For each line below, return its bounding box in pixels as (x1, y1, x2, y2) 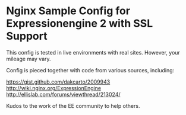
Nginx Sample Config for (6, 4, 131, 18)
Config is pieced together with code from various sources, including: (6, 66, 175, 74)
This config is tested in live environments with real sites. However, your (6, 49, 180, 56)
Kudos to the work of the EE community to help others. (6, 102, 140, 109)
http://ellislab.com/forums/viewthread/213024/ (6, 91, 121, 98)
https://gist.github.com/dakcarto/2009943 (6, 78, 111, 85)
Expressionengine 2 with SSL (6, 17, 153, 30)
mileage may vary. (6, 55, 52, 62)
